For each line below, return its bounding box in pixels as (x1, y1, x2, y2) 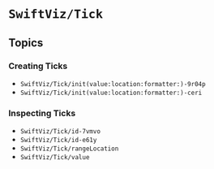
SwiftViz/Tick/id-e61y (19, 136, 97, 145)
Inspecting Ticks (8, 107, 76, 119)
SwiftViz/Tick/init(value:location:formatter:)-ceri (19, 89, 203, 97)
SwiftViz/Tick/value (19, 154, 90, 162)
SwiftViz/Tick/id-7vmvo (19, 128, 101, 136)
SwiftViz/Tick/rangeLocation (19, 145, 119, 153)
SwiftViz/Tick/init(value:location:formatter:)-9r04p (19, 80, 206, 88)
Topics (8, 36, 44, 50)
